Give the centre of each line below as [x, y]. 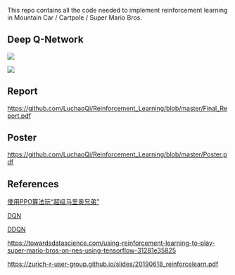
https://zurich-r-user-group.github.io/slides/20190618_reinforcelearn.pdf [113, 264]
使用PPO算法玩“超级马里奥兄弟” [53, 202]
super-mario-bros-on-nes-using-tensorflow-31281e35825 [92, 250]
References [33, 184]
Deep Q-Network [45, 40]
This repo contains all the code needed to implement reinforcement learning [118, 10]
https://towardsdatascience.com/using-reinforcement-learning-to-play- [112, 243]
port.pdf [19, 116]
